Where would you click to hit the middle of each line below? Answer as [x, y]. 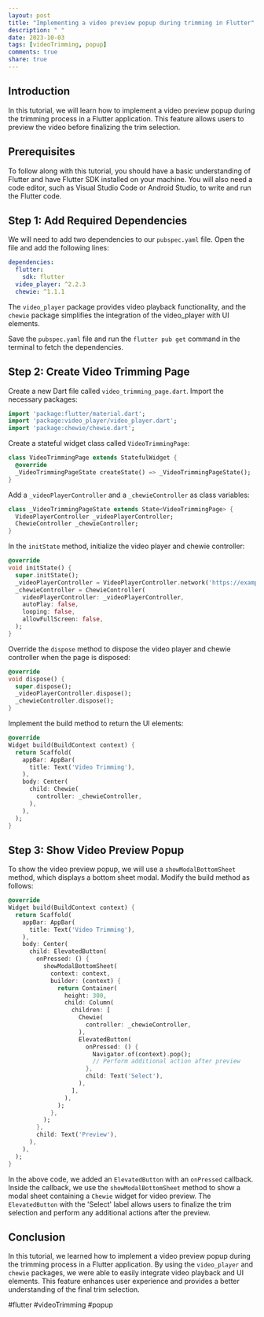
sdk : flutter [44, 277]
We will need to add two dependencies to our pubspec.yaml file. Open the [126, 239]
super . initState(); [47, 575]
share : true [27, 60]
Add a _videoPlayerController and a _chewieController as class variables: [129, 495]
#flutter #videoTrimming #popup [61, 1305]
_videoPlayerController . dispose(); [73, 694]
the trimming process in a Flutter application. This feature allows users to [126, 118]
